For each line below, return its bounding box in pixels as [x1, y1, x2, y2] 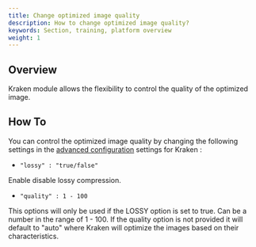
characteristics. [8, 231, 59, 241]
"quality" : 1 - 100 [19, 192, 88, 200]
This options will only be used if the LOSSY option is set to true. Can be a [8, 206, 247, 215]
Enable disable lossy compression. [8, 175, 121, 184]
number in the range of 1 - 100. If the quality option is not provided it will [8, 215, 243, 224]
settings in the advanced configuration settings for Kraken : [8, 144, 202, 154]
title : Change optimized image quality [8, 11, 140, 20]
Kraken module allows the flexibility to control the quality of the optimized [8, 84, 248, 93]
